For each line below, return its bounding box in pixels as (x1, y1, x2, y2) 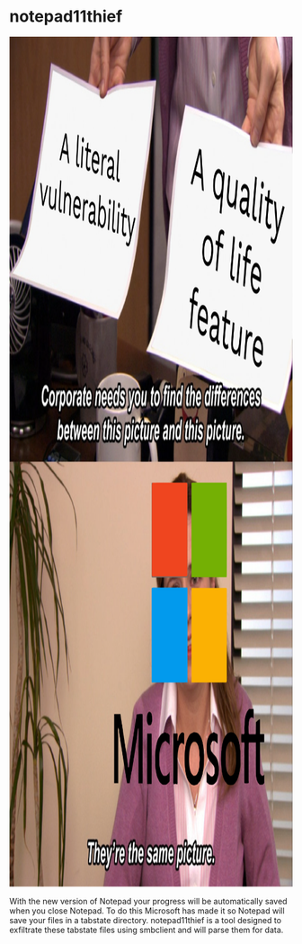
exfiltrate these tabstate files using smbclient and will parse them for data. (9, 924, 284, 935)
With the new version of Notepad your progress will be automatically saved (9, 895, 288, 906)
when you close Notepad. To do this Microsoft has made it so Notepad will (9, 905, 285, 916)
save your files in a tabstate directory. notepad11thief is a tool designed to (9, 914, 281, 925)
